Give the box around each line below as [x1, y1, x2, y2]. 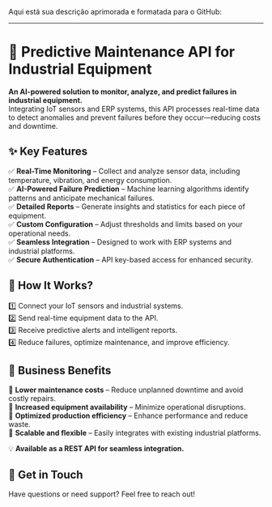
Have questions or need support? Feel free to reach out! [8, 489, 196, 499]
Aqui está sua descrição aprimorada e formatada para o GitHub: [8, 7, 223, 16]
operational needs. [8, 228, 71, 238]
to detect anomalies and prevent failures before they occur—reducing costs [8, 113, 261, 122]
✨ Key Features [8, 145, 87, 159]
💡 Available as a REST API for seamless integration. [8, 444, 185, 454]
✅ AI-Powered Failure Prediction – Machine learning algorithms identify [8, 184, 249, 194]
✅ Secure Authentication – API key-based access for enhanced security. [8, 254, 253, 264]
